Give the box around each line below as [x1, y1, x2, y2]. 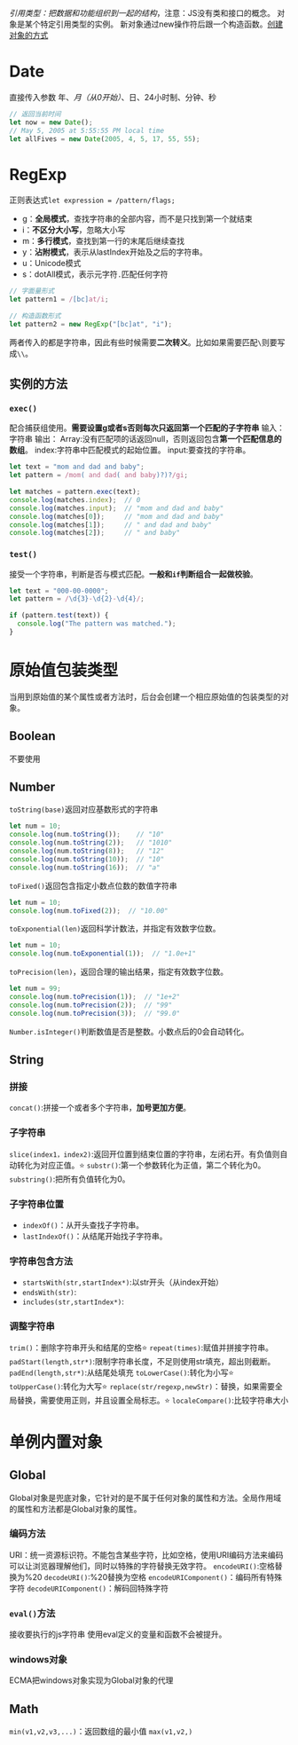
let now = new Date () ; [9, 118, 93, 127]
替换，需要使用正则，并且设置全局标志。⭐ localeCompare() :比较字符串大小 [16, 1395, 289, 1405]
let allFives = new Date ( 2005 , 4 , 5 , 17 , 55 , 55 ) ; [9, 134, 200, 144]
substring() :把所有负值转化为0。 [9, 1174, 130, 1184]
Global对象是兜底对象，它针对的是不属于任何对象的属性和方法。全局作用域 [9, 1492, 282, 1503]
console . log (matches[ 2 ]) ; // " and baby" [9, 529, 180, 538]
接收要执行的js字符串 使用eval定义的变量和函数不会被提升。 [9, 1629, 227, 1639]
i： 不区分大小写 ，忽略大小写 [21, 224, 126, 235]
